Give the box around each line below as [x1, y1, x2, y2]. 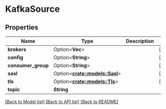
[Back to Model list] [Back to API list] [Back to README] [5, 99, 119, 105]
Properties [5, 23, 39, 32]
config [7, 54, 24, 61]
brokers [7, 46, 26, 53]
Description [125, 38, 154, 44]
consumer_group [7, 62, 49, 69]
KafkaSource [5, 3, 60, 15]
